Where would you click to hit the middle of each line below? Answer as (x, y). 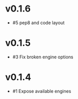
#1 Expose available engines (42, 91)
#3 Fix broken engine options (43, 57)
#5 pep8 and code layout (38, 23)
